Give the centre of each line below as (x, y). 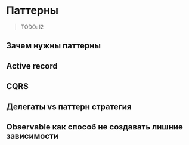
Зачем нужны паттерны (54, 46)
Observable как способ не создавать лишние (95, 127)
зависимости (32, 136)
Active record (32, 66)
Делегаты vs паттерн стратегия (69, 107)
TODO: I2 (32, 27)
